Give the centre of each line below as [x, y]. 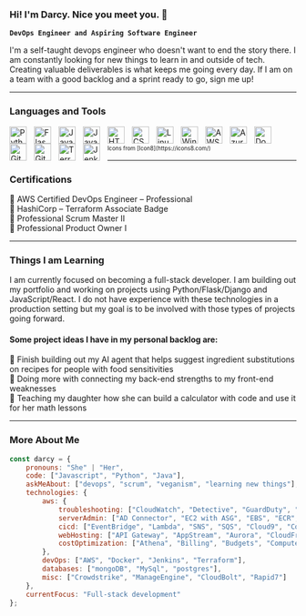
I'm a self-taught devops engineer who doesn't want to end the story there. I [153, 50]
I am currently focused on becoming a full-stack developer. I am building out [153, 280]
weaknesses [33, 389]
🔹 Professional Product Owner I [68, 227]
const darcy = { [40, 459]
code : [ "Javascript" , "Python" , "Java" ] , [105, 476]
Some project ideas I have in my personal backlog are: [114, 339]
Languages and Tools [58, 111]
